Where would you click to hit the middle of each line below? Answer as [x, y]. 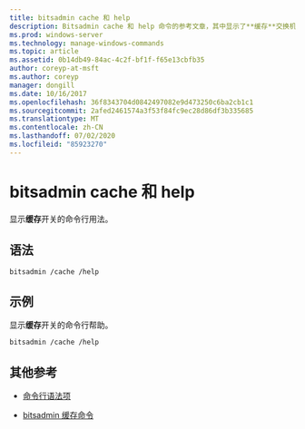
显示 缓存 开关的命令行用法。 [61, 219]
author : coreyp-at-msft [54, 69]
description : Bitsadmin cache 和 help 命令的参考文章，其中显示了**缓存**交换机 [153, 26]
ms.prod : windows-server [56, 34]
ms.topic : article [44, 52]
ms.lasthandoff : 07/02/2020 [63, 136]
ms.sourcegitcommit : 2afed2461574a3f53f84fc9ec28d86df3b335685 [132, 111]
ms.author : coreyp [44, 77]
